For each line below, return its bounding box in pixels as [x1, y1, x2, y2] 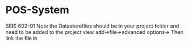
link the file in [5, 34, 38, 41]
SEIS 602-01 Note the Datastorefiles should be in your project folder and [5, 22, 180, 29]
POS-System [5, 3, 69, 17]
